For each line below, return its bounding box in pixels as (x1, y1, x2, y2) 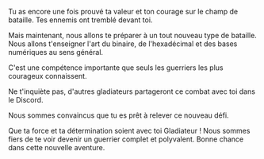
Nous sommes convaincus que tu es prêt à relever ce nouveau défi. (8, 111, 229, 120)
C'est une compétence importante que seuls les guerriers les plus (8, 63, 224, 72)
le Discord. (8, 95, 44, 104)
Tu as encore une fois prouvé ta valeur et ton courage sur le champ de (8, 7, 239, 16)
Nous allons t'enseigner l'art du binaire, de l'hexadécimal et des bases (8, 39, 238, 48)
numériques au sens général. (8, 48, 104, 56)
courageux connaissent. (8, 72, 87, 80)
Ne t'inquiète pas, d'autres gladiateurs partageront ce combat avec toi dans (8, 87, 256, 96)
